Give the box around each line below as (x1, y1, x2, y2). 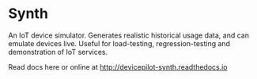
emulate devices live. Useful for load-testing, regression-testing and (8, 38, 231, 48)
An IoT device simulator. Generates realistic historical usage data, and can (8, 31, 249, 40)
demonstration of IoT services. (8, 47, 108, 56)
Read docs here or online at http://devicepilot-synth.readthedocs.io (8, 62, 228, 71)
